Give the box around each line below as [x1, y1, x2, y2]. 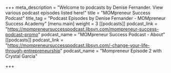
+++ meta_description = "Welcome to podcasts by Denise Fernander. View [5, 5, 163, 10]
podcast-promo [5, 32, 38, 37]
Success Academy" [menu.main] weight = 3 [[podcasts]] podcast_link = [5, 20, 158, 27]
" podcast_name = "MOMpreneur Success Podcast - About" [38, 32, 165, 37]
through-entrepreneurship [5, 48, 60, 54]
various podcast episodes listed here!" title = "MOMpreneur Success [5, 10, 151, 16]
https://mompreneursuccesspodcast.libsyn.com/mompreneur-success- [7, 26, 159, 32]
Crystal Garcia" [5, 53, 37, 59]
